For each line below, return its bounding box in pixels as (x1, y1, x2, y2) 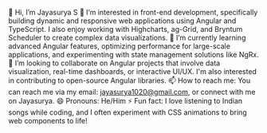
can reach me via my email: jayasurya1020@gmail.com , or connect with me (8, 88, 256, 96)
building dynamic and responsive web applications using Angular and (8, 16, 237, 25)
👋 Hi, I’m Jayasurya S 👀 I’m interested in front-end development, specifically (8, 8, 258, 17)
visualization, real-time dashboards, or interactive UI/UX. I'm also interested (8, 67, 257, 76)
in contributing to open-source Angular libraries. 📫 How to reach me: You (8, 76, 251, 85)
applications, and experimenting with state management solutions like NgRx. (8, 50, 259, 59)
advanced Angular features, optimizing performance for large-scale (8, 41, 231, 51)
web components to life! (8, 116, 88, 125)
